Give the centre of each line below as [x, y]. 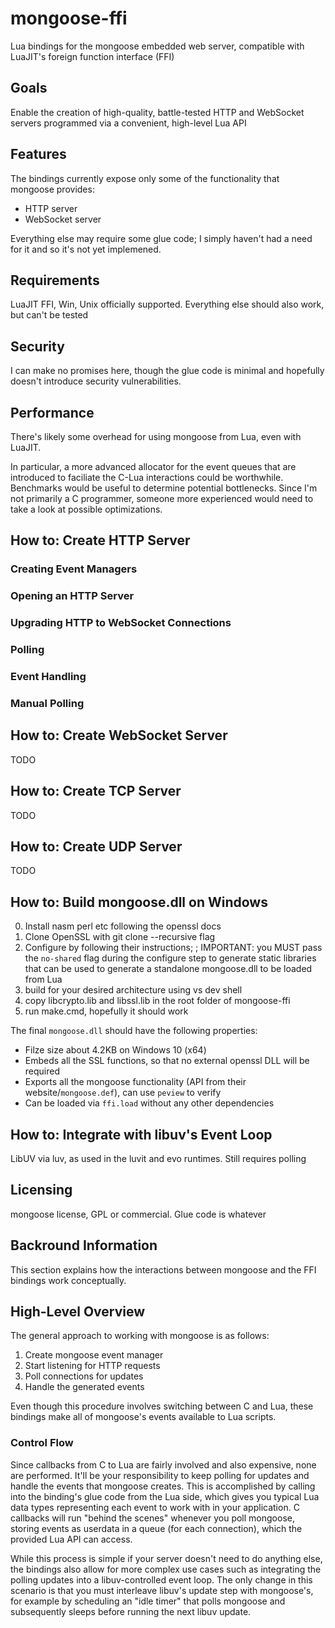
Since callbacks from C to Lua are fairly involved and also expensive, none [163, 1464]
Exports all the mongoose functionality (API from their [135, 1082]
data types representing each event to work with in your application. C [155, 1507]
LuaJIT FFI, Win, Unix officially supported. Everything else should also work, [167, 304]
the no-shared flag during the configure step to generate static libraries [170, 958]
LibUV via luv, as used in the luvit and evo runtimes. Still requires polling [158, 1158]
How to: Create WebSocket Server [119, 735]
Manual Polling [47, 703]
